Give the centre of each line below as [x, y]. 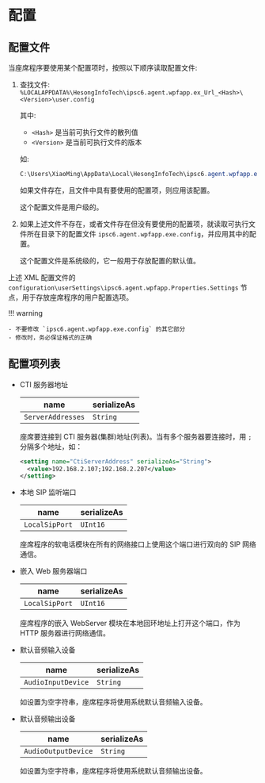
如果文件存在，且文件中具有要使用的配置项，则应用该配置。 [117, 190]
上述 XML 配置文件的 [42, 277]
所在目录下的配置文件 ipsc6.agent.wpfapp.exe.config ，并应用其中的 [138, 233]
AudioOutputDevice [58, 751]
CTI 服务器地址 [44, 384]
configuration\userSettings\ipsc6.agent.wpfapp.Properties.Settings [123, 288]
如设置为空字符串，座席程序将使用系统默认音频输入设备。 [113, 702]
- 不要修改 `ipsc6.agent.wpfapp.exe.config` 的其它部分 [97, 329]
